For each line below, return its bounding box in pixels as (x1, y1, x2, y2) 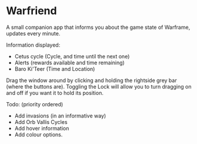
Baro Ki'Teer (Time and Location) (14, 65, 95, 72)
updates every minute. (6, 30, 61, 37)
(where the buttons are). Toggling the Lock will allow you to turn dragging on (6, 83, 192, 90)
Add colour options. (14, 131, 63, 138)
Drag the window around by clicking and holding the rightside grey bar (6, 77, 178, 84)
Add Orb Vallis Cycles (14, 118, 68, 125)
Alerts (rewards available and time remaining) (14, 59, 125, 66)
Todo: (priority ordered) (6, 100, 64, 107)
